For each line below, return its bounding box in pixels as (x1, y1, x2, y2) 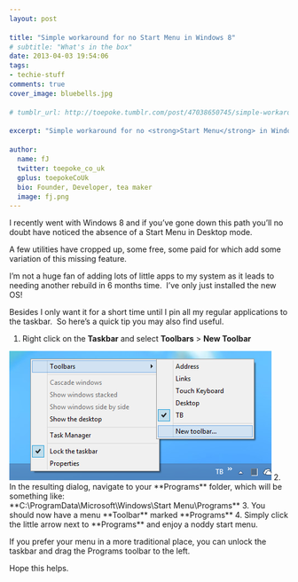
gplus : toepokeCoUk (17, 173, 90, 182)
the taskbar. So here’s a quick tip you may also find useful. (9, 316, 224, 327)
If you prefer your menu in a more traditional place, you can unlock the (9, 537, 267, 547)
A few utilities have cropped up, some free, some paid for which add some (9, 244, 282, 255)
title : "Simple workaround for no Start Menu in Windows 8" (9, 33, 237, 42)
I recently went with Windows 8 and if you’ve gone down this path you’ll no (9, 217, 284, 228)
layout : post (9, 14, 58, 23)
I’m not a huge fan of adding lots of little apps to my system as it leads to (9, 271, 275, 281)
